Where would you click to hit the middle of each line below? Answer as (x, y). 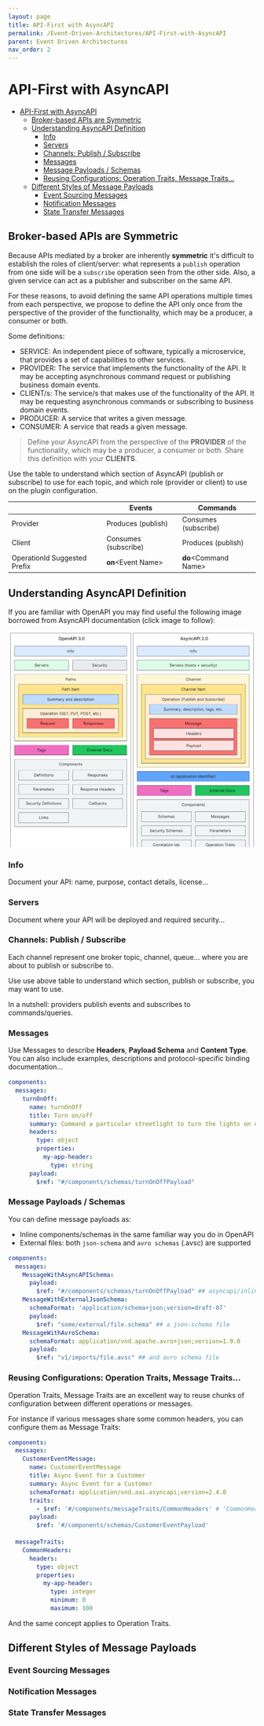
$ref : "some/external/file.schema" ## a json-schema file (133, 1324)
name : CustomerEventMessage (75, 1467)
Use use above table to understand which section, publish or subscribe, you (131, 980)
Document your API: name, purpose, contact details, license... (108, 882)
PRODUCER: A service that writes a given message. (103, 418)
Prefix (21, 566)
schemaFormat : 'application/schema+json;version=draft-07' (127, 1308)
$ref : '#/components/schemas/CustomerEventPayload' (123, 1525)
